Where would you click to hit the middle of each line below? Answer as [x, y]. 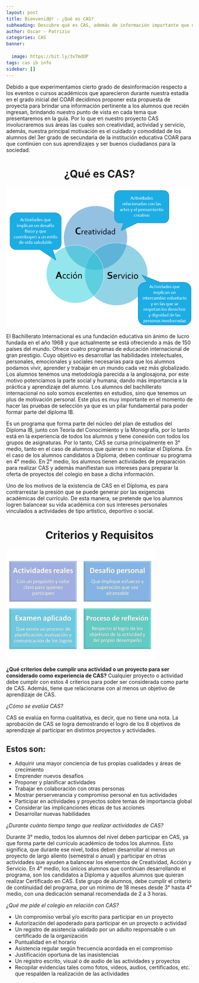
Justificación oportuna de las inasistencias [67, 955]
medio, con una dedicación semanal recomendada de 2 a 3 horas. [87, 894]
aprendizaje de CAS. [31, 695]
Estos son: [26, 749]
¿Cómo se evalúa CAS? [35, 706]
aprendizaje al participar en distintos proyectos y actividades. [81, 730]
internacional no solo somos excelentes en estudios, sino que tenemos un [96, 393]
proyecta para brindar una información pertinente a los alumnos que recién [98, 106]
